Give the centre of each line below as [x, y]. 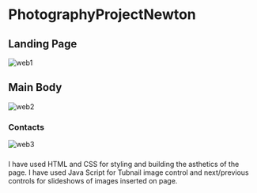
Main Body [35, 87]
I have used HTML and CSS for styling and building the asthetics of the [124, 165]
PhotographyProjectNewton [102, 15]
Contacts [26, 127]
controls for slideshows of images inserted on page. [93, 181]
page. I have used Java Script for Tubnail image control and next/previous [128, 172]
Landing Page [43, 44]
